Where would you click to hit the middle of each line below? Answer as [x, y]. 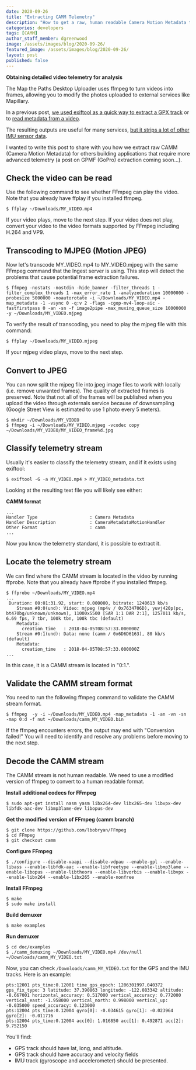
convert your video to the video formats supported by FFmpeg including [93, 226]
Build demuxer [24, 915]
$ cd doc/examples [28, 947]
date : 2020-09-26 [27, 11]
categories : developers [35, 28]
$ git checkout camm [31, 841]
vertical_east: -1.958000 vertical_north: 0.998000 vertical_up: [87, 1000]
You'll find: [19, 1037]
